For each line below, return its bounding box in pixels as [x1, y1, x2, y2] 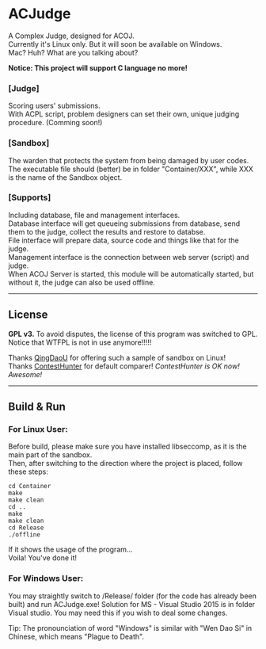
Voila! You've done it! [8, 553, 78, 563]
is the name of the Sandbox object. [8, 172, 123, 182]
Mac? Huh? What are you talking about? [8, 48, 139, 57]
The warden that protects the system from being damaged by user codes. [8, 155, 249, 165]
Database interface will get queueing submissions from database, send [8, 219, 240, 228]
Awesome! [8, 369, 43, 379]
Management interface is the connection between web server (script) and [8, 252, 249, 262]
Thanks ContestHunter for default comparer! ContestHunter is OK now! [8, 361, 240, 371]
